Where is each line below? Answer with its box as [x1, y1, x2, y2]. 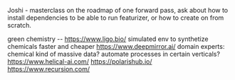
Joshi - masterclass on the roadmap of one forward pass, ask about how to [7, 6, 229, 14]
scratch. [7, 21, 32, 29]
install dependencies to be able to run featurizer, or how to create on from [7, 13, 224, 22]
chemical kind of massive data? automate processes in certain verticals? [7, 50, 221, 58]
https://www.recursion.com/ [7, 65, 90, 73]
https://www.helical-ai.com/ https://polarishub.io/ [7, 57, 152, 66]
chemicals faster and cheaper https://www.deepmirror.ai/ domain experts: [7, 42, 225, 50]
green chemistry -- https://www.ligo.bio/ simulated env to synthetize [7, 35, 209, 43]
